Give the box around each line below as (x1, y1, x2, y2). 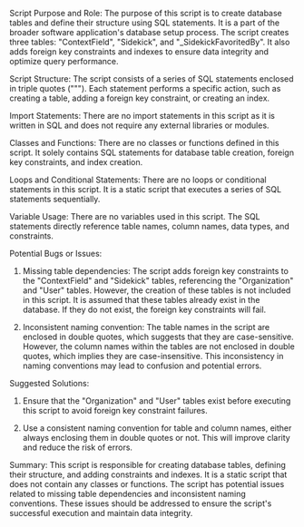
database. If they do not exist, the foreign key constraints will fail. (22, 304, 267, 315)
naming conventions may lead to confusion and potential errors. (22, 360, 262, 371)
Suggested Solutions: (9, 378, 90, 388)
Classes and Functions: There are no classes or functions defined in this (9, 138, 279, 148)
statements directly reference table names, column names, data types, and (9, 221, 290, 231)
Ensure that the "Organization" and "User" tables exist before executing (22, 395, 291, 406)
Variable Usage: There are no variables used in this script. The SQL (9, 211, 260, 221)
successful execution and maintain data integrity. (9, 508, 193, 518)
